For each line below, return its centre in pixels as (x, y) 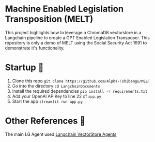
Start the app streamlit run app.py (47, 101)
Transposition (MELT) (49, 19)
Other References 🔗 (45, 121)
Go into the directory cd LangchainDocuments (56, 86)
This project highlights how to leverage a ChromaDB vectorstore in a (73, 32)
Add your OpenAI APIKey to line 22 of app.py (57, 96)
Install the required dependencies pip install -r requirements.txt (80, 91)
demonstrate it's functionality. (35, 48)
